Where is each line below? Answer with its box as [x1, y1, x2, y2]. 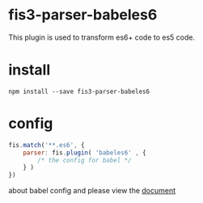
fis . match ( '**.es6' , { [8, 141, 85, 149]
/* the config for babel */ [37, 156, 132, 164]
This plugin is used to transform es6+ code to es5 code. [8, 32, 196, 42]
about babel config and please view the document [8, 186, 176, 196]
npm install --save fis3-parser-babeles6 [8, 87, 150, 95]
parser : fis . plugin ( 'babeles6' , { [23, 148, 147, 157]
